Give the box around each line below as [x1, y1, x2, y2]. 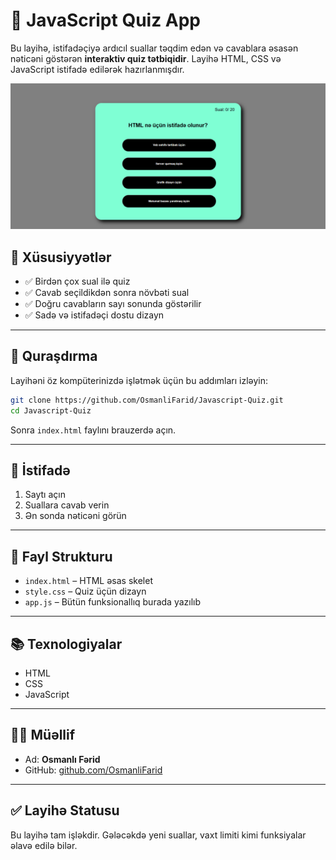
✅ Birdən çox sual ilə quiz [24, 275, 131, 288]
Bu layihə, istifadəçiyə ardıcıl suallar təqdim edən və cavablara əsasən [10, 42, 299, 54]
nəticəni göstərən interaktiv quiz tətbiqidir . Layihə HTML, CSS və [10, 52, 282, 64]
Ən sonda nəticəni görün [24, 510, 127, 522]
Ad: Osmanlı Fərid [24, 753, 101, 765]
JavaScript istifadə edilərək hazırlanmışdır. [10, 63, 185, 75]
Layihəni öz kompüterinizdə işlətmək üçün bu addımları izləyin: [10, 374, 268, 386]
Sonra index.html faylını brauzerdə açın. [10, 424, 177, 436]
